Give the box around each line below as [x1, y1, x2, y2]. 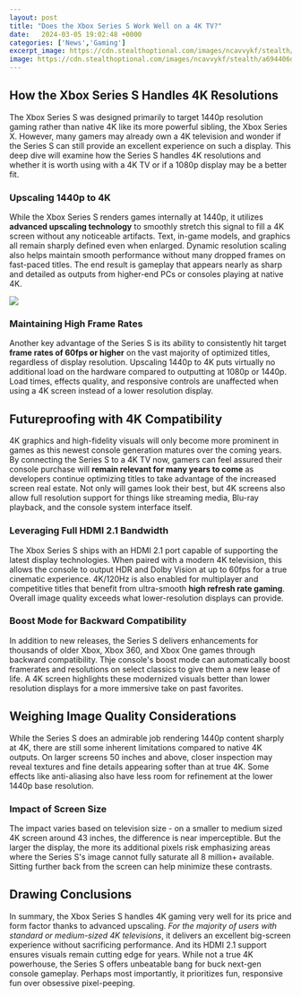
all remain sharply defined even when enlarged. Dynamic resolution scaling [9, 240, 287, 251]
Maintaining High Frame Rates [9, 317, 143, 330]
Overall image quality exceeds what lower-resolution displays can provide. [9, 593, 284, 603]
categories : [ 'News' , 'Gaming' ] [9, 38, 126, 48]
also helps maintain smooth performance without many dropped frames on [9, 250, 286, 261]
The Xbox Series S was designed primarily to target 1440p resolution [9, 111, 263, 122]
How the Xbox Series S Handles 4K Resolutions [9, 88, 279, 103]
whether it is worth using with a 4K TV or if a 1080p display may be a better [9, 159, 288, 170]
